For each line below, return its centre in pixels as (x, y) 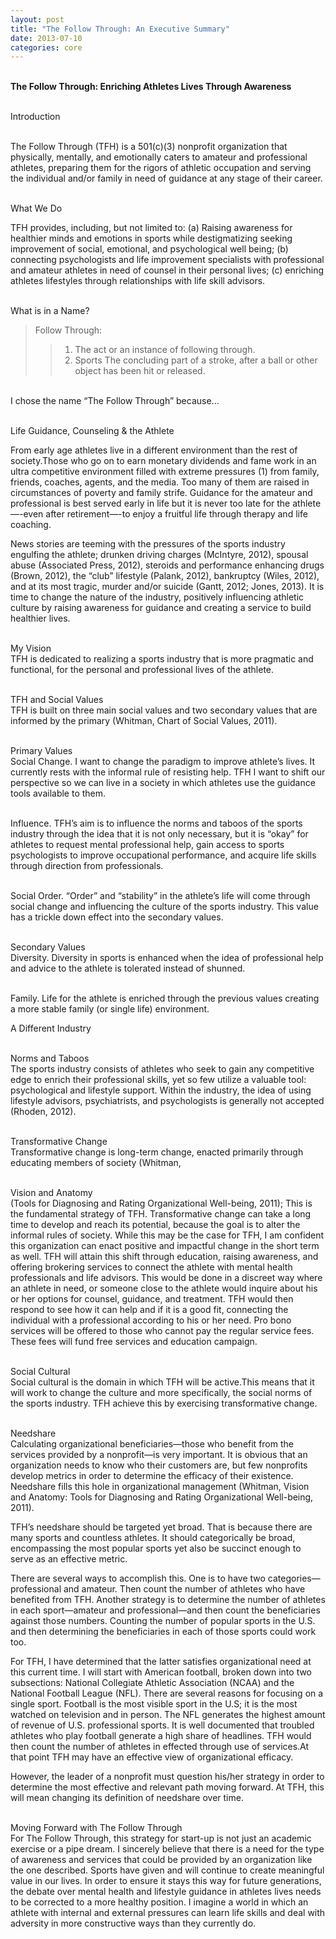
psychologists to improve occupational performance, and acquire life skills (163, 855)
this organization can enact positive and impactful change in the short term (165, 1246)
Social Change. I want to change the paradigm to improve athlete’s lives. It (163, 762)
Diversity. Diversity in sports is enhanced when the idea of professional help (167, 958)
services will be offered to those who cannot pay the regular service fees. (162, 1331)
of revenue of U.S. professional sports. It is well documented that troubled (162, 1725)
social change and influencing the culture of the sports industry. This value (164, 907)
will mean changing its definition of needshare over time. (127, 1798)
